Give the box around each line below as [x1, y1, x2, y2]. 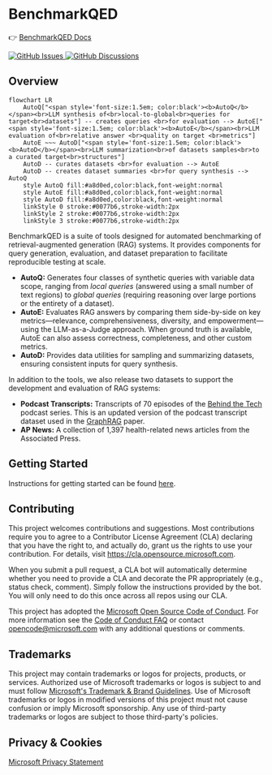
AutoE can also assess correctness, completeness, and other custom [19, 333, 253, 342]
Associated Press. [19, 433, 81, 443]
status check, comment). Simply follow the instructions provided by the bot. [8, 582, 262, 592]
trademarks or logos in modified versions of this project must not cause [8, 695, 248, 704]
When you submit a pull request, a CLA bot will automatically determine [8, 565, 248, 575]
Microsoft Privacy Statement [8, 757, 104, 767]
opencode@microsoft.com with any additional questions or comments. [8, 624, 245, 634]
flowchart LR [8, 96, 53, 104]
